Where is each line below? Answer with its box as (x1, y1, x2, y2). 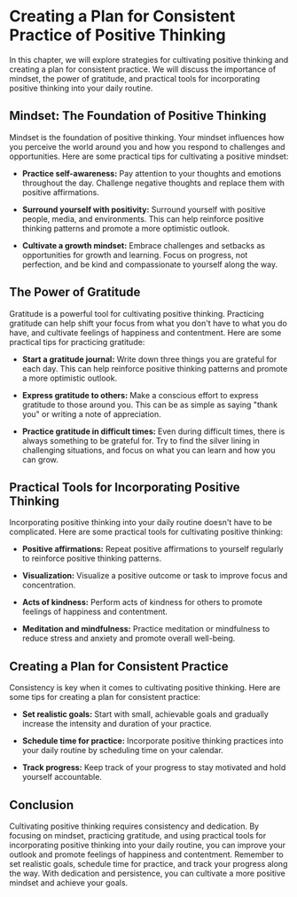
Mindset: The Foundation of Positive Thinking (9, 108, 267, 123)
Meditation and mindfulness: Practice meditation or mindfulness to (21, 624, 270, 634)
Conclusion (9, 797, 74, 813)
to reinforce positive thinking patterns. (21, 553, 162, 564)
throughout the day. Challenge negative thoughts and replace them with (21, 177, 285, 188)
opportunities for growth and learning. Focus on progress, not (21, 249, 248, 260)
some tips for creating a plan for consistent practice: (9, 692, 201, 703)
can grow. (21, 454, 59, 465)
